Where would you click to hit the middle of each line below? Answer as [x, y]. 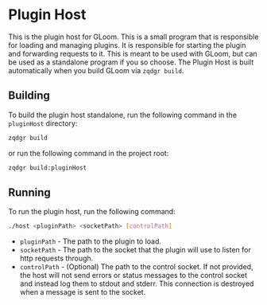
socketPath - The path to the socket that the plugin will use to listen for [135, 250]
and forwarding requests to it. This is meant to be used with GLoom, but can [133, 53]
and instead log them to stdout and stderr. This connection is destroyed [137, 283]
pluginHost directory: [43, 123]
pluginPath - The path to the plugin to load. [90, 241]
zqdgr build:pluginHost [48, 168]
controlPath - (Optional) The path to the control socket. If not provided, [136, 267]
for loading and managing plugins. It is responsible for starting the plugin [127, 45]
